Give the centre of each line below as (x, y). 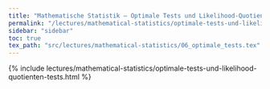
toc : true (25, 38)
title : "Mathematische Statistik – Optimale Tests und (102, 16)
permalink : (27, 23)
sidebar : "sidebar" (41, 30)
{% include (27, 68)
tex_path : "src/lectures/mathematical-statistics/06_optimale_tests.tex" (135, 46)
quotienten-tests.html (44, 77)
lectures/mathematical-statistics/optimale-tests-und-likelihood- (151, 68)
